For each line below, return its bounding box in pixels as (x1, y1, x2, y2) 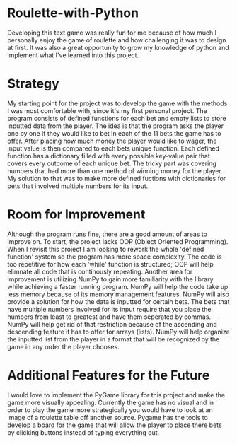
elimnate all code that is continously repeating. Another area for (7, 267, 193, 276)
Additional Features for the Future (7, 368, 210, 383)
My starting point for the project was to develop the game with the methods (7, 99, 228, 107)
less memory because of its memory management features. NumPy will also (7, 290, 230, 298)
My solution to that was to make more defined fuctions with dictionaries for (7, 174, 226, 182)
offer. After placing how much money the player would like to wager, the (7, 136, 217, 145)
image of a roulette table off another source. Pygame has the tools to (7, 413, 209, 421)
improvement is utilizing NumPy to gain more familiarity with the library (7, 274, 214, 284)
